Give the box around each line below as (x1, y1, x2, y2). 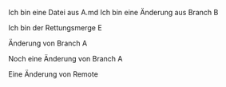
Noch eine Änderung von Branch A (8, 54, 123, 63)
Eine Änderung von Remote (8, 69, 98, 79)
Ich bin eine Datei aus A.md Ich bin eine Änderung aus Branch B (8, 8, 219, 17)
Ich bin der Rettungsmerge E (8, 23, 102, 32)
